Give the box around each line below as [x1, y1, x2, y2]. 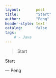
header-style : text [5, 21, 45, 26]
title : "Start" [5, 12, 52, 17]
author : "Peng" [5, 16, 50, 21]
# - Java [14, 35, 32, 40]
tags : [5, 30, 16, 35]
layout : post [5, 7, 45, 12]
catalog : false [5, 26, 48, 31]
